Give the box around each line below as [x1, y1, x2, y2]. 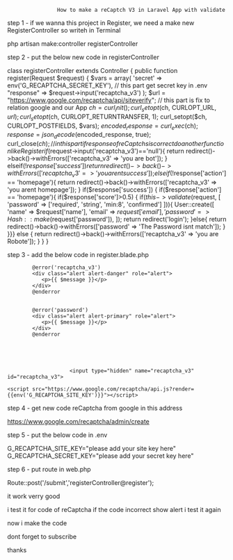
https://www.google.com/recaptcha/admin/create [7, 417, 150, 425]
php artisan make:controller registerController [7, 40, 138, 48]
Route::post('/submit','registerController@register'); [7, 478, 154, 486]
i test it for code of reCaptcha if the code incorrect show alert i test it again [7, 505, 221, 513]
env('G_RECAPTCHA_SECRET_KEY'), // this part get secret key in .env [7, 81, 208, 90]
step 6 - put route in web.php [7, 465, 92, 473]
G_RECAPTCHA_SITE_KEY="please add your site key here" [7, 444, 176, 452]
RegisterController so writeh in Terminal [7, 26, 121, 34]
